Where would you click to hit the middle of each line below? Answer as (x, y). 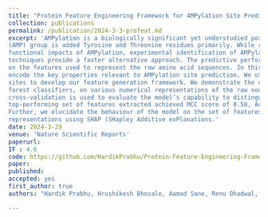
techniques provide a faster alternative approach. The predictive (123, 61)
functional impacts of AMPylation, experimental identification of (123, 53)
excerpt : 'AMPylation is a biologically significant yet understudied (128, 38)
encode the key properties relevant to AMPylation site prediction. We (130, 75)
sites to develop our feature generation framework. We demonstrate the (132, 82)
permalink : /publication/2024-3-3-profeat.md (85, 30)
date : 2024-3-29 (35, 127)
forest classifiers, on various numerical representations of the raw (128, 90)
